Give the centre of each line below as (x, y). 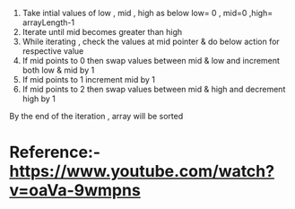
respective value (53, 51)
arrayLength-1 (48, 22)
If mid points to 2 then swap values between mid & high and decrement (154, 89)
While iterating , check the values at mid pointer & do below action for (151, 41)
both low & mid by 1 (58, 70)
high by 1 (39, 99)
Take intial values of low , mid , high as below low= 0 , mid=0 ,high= (147, 13)
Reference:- (55, 152)
